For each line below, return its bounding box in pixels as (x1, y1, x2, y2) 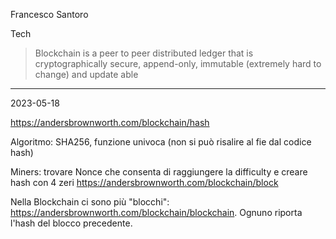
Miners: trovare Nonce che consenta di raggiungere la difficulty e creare (10, 166, 308, 178)
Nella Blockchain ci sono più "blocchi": (10, 196, 170, 208)
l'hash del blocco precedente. (10, 217, 133, 229)
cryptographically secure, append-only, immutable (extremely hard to (34, 58, 322, 69)
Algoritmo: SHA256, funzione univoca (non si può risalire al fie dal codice (10, 136, 312, 148)
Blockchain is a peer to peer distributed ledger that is (34, 47, 254, 59)
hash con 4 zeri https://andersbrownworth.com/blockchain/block (10, 177, 279, 188)
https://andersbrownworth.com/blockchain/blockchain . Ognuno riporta (10, 207, 303, 218)
